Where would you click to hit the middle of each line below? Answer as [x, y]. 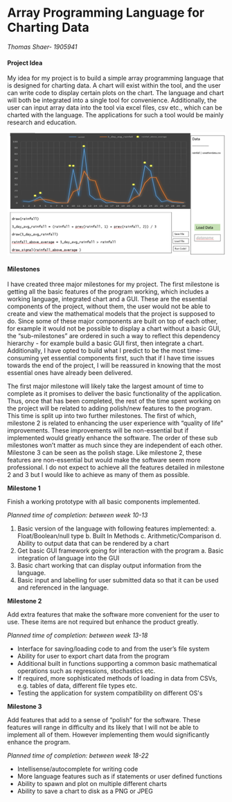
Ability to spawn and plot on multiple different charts [92, 784]
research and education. [42, 122]
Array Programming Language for [106, 13]
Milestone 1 [24, 488]
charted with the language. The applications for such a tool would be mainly [115, 115]
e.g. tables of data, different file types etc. [77, 686]
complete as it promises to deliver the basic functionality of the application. [115, 394]
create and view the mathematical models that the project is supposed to [111, 314]
